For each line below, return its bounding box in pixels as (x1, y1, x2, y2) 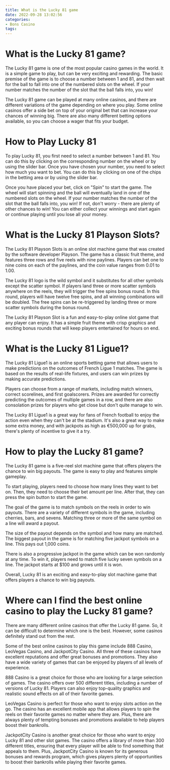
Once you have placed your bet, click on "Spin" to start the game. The (5, 184, 152, 190)
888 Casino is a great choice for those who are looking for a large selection (5, 674, 163, 680)
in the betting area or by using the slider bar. (5, 174, 98, 181)
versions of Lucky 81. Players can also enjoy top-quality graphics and (5, 685, 151, 691)
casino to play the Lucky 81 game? (5, 606, 153, 617)
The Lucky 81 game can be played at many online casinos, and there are (5, 97, 156, 103)
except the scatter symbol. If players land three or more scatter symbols (5, 283, 156, 289)
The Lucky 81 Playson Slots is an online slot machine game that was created (5, 246, 165, 252)
